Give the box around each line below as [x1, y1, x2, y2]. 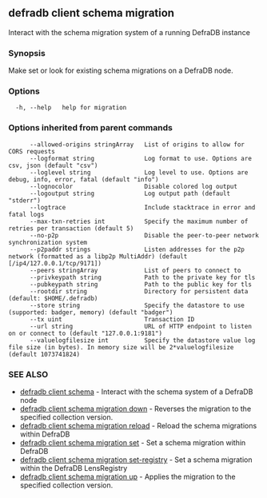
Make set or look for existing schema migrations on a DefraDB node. [8, 66, 233, 75]
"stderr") [8, 196, 42, 205]
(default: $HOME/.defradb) [8, 294, 98, 302]
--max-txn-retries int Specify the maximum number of [29, 217, 249, 225]
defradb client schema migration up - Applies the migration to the [19, 472, 236, 481]
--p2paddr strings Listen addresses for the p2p [29, 245, 245, 253]
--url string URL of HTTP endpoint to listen [29, 322, 252, 330]
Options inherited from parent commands [8, 122, 173, 133]
